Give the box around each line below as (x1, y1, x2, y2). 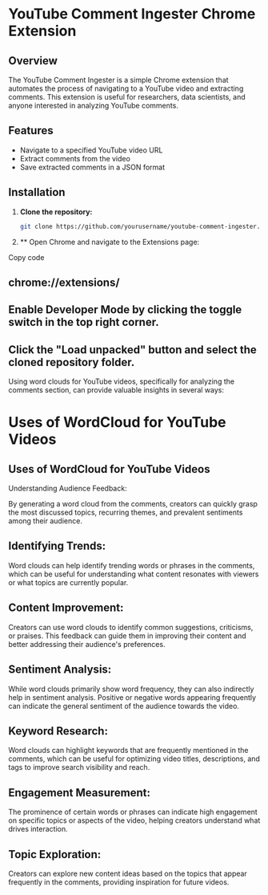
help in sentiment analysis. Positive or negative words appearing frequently (8, 692, 257, 702)
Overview (8, 54, 58, 67)
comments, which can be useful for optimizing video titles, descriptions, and (8, 754, 260, 763)
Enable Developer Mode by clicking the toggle (8, 303, 242, 317)
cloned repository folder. (8, 355, 135, 369)
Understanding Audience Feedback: (8, 483, 127, 494)
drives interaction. (8, 824, 68, 834)
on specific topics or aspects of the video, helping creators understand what (8, 816, 261, 825)
